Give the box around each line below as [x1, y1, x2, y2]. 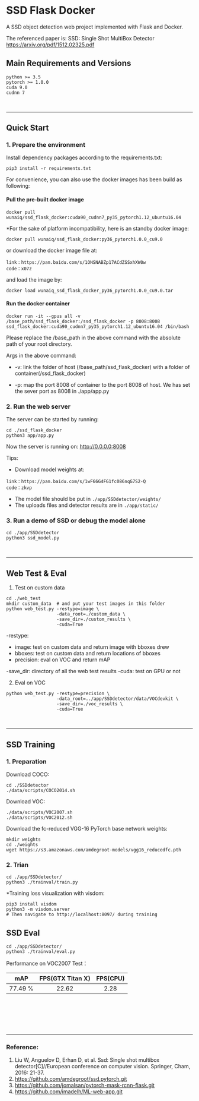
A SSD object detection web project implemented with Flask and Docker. [6, 23, 184, 30]
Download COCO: [6, 771, 50, 778]
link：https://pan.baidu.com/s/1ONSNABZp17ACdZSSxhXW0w [6, 259, 146, 265]
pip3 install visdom [6, 901, 57, 907]
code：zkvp [6, 485, 33, 491]
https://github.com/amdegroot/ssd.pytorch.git [14, 1075, 127, 1083]
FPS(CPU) [96, 974, 125, 983]
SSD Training [6, 739, 55, 749]
